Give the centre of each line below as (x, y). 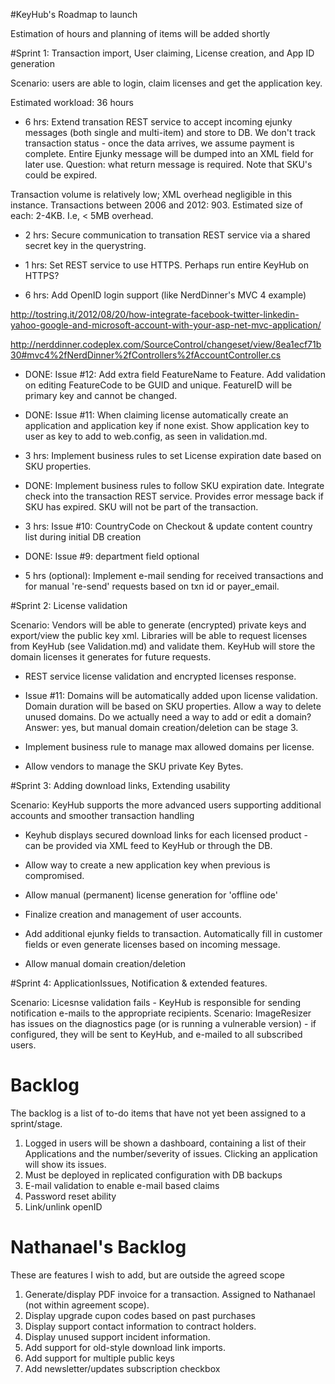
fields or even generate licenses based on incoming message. (152, 944)
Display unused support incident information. (117, 1336)
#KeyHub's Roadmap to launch (74, 14)
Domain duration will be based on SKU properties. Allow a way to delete (173, 706)
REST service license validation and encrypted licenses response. (160, 676)
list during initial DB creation (83, 537)
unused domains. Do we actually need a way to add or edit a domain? (168, 717)
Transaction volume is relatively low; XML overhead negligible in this (151, 194)
